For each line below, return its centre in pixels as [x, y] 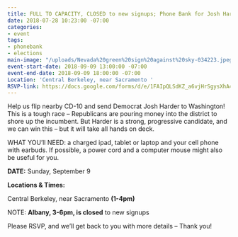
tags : [15, 40]
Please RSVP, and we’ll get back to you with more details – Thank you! [110, 226]
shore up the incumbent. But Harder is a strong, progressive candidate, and [118, 122]
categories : [25, 27]
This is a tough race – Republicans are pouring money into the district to [112, 114]
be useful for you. [33, 158]
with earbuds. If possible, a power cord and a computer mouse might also [115, 150]
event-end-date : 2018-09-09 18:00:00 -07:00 [74, 73]
